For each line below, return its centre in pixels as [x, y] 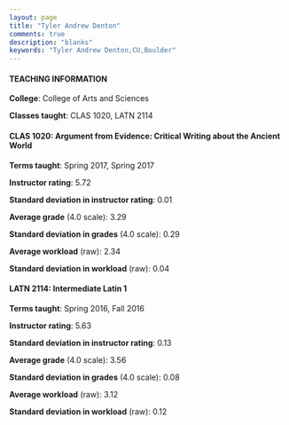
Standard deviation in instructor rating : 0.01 [91, 200]
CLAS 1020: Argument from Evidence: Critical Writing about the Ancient [145, 136]
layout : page [33, 17]
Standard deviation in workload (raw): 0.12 [88, 411]
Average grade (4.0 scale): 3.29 [68, 216]
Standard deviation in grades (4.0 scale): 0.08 [94, 377]
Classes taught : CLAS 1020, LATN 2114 [81, 115]
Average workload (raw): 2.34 [65, 251]
